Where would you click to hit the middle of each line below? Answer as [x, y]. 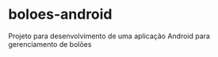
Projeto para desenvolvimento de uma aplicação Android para [109, 36]
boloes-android [60, 14]
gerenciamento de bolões [50, 44]
